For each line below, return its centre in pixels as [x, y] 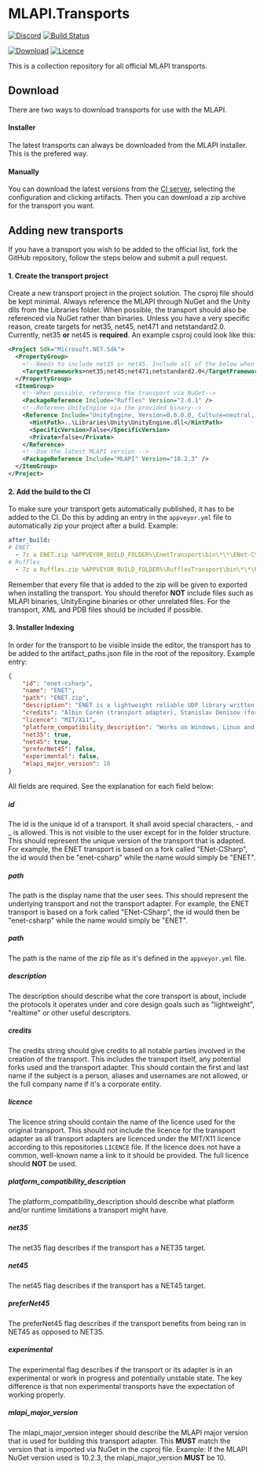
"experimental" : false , [61, 757]
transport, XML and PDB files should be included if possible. [105, 610]
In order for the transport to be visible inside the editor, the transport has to [130, 645]
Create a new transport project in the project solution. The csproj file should [131, 293]
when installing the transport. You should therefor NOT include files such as [131, 593]
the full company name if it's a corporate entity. [85, 1084]
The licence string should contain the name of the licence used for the [122, 1122]
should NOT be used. [42, 1163]
